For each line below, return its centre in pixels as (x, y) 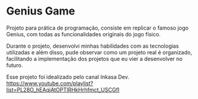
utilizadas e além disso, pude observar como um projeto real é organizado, (99, 52)
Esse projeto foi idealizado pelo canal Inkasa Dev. (68, 77)
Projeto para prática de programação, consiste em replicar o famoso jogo (97, 28)
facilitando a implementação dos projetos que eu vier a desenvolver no (94, 59)
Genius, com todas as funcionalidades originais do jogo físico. (84, 34)
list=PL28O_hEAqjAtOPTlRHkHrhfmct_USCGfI (63, 89)
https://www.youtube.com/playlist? (50, 83)
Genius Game (41, 11)
